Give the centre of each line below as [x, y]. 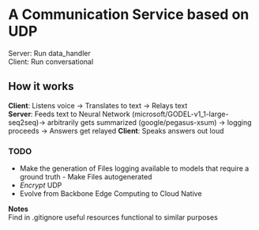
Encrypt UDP [41, 185]
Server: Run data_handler [49, 53]
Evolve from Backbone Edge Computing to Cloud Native [111, 194]
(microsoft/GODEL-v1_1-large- [180, 114]
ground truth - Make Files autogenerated [86, 177]
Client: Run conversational [51, 62]
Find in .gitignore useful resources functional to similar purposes [113, 217]
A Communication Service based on [129, 15]
